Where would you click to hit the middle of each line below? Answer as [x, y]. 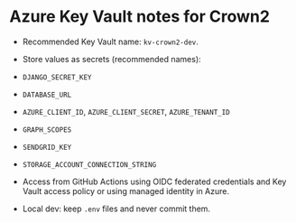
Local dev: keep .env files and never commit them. [116, 209]
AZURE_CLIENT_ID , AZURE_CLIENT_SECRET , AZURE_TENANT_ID [126, 111]
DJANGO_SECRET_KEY [57, 77]
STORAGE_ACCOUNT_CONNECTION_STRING [89, 164]
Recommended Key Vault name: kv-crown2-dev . [110, 42]
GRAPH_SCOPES [47, 130]
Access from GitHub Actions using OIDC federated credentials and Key [154, 181]
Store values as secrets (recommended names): [111, 59]
